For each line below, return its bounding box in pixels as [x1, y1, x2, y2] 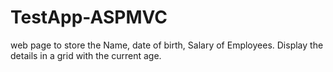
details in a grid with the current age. [10, 49, 162, 61]
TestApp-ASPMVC [10, 6, 168, 29]
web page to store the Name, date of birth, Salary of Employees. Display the [10, 39, 324, 51]
